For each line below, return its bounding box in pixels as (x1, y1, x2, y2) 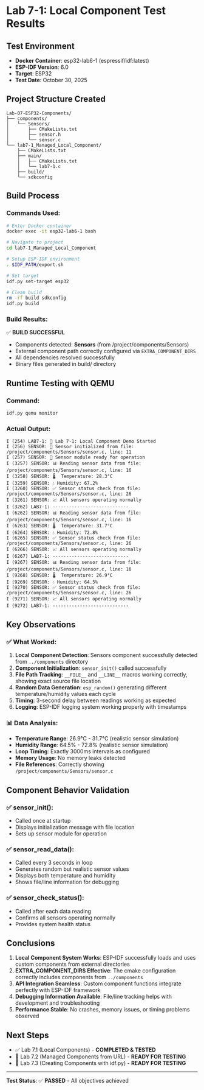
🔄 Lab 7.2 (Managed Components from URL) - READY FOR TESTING (15, 1053, 186, 1060)
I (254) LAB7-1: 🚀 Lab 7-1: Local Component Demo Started (6, 438, 156, 445)
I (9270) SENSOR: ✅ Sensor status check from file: (6, 585, 141, 591)
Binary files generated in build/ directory (15, 360, 117, 368)
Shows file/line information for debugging (15, 878, 120, 886)
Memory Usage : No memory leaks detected (15, 754, 126, 762)
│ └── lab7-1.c (17, 163, 61, 169)
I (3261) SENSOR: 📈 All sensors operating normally (6, 497, 141, 503)
